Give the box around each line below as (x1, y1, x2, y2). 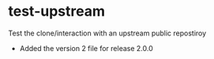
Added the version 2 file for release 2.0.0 (19, 43, 153, 53)
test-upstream (8, 2, 105, 20)
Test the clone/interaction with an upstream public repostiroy (8, 28, 207, 38)
